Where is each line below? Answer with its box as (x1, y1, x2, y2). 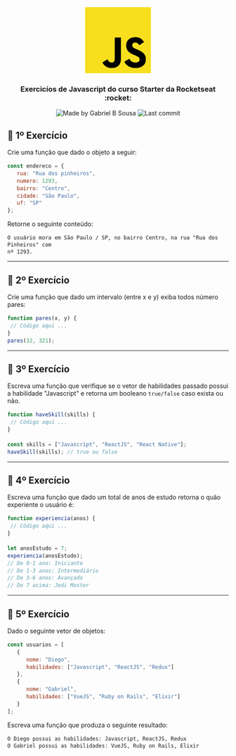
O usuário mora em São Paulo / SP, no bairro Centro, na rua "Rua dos (7, 234, 218, 241)
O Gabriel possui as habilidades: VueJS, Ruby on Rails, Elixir (7, 742, 199, 749)
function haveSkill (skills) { (7, 411, 96, 418)
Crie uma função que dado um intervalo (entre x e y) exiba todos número (7, 293, 219, 301)
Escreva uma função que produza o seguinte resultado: (7, 721, 168, 729)
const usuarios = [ (7, 641, 65, 648)
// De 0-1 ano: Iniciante (7, 560, 83, 567)
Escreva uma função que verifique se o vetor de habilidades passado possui (7, 382, 228, 390)
